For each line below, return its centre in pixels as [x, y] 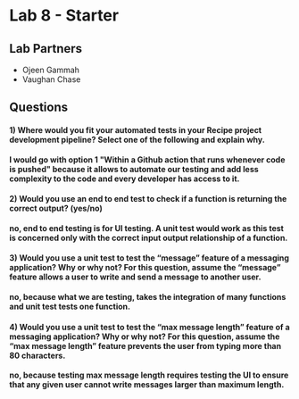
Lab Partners [46, 49]
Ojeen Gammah [51, 70]
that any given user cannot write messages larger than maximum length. [147, 385]
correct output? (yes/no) [56, 208]
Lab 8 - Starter [64, 16]
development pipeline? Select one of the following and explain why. [137, 139]
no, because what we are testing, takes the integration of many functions [148, 297]
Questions [39, 108]
